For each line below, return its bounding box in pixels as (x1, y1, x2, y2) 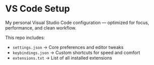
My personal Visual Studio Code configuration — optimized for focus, (5, 19, 149, 25)
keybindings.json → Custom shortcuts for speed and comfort (12, 49, 140, 55)
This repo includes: (5, 34, 45, 40)
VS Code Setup (5, 3, 70, 14)
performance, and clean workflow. (5, 24, 76, 30)
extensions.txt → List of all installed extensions (12, 54, 112, 60)
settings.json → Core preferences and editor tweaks (12, 44, 124, 50)
